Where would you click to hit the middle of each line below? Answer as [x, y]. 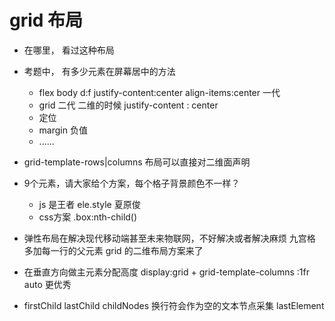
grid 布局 [46, 20]
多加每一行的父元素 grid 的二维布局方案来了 [113, 250]
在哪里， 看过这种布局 [69, 50]
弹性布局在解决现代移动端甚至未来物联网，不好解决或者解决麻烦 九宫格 [169, 238]
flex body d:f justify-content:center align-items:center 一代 [159, 92]
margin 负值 [63, 130]
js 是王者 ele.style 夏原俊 [89, 204]
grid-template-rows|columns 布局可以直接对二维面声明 [137, 162]
